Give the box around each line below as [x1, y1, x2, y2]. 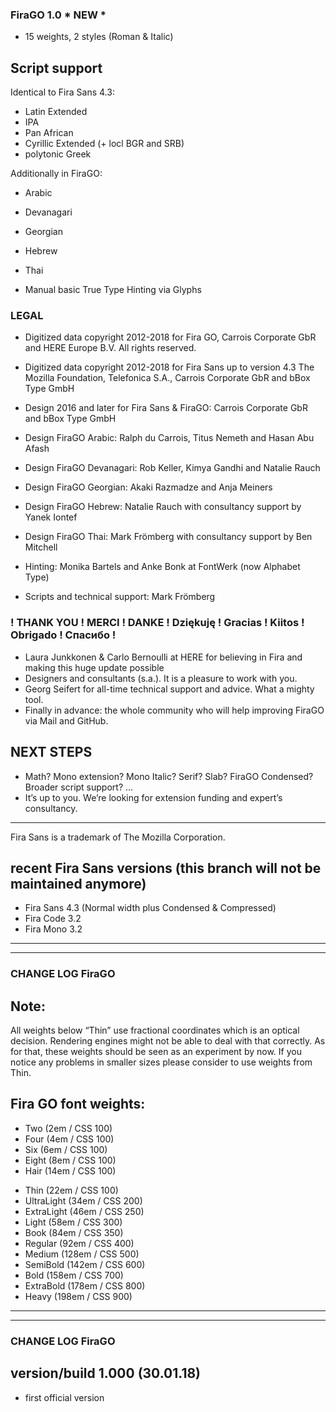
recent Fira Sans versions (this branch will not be [10, 859, 322, 877]
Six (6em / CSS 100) [24, 1143, 108, 1155]
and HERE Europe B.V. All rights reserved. [24, 342, 197, 354]
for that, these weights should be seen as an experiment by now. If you [10, 1046, 302, 1058]
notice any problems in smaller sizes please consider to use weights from [10, 1056, 313, 1068]
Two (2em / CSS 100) [24, 1122, 113, 1134]
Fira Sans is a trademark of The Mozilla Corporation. [10, 831, 226, 843]
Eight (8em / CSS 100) [24, 1154, 117, 1166]
